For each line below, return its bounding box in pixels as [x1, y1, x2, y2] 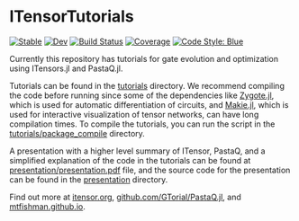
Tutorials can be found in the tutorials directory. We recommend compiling [9, 80, 285, 91]
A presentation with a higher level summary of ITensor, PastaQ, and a [9, 146, 266, 156]
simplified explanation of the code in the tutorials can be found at [9, 155, 251, 165]
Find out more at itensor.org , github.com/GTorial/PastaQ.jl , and [9, 191, 241, 202]
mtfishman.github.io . [9, 200, 86, 212]
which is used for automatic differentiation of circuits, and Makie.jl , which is [9, 99, 289, 110]
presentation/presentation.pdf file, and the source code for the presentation [9, 164, 291, 175]
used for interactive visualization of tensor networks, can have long [9, 109, 259, 119]
